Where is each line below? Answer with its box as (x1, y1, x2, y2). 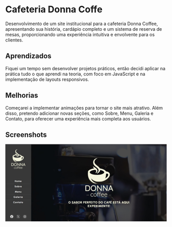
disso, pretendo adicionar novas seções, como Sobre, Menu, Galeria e (5, 110, 154, 116)
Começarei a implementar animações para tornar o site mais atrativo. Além (5, 105, 163, 111)
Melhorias (5, 91, 38, 100)
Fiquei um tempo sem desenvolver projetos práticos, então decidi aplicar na (5, 65, 165, 71)
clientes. (5, 37, 24, 43)
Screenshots (5, 130, 47, 139)
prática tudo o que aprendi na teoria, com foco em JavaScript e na (5, 71, 146, 77)
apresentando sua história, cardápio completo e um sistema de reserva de (5, 26, 162, 32)
